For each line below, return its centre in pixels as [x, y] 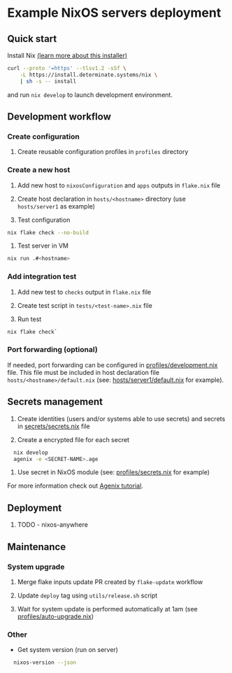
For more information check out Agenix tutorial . [75, 486]
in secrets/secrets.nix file [54, 426]
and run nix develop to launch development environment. [90, 94]
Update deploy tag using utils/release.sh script [87, 595]
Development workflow [59, 117]
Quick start [32, 39]
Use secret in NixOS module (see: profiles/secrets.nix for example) [114, 472]
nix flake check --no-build [48, 232]
